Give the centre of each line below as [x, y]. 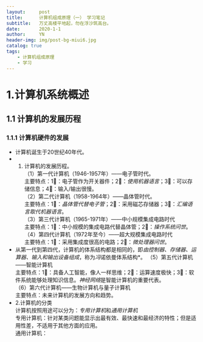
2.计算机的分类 [34, 303]
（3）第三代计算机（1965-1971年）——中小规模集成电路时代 [99, 219]
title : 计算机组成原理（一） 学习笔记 [56, 18]
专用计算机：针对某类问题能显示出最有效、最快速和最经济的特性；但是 [103, 318]
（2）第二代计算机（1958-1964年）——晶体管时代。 [90, 197]
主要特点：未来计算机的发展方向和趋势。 [66, 295]
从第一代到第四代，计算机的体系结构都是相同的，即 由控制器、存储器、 [103, 250]
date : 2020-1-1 [34, 29]
